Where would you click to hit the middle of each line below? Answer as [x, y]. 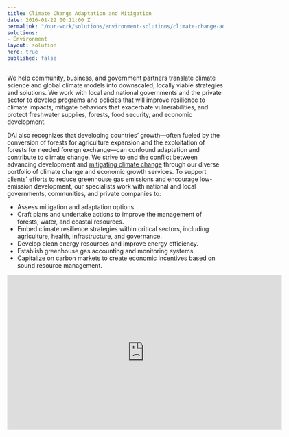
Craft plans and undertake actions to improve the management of [109, 214]
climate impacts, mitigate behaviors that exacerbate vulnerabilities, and [108, 107]
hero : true [23, 52]
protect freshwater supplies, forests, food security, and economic [100, 114]
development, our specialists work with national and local [115, 186]
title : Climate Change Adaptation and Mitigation [80, 13]
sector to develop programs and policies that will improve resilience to [106, 100]
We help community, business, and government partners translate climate [112, 78]
